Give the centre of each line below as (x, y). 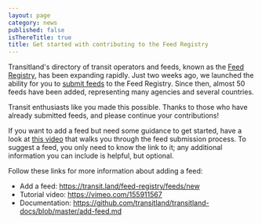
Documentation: (45, 203)
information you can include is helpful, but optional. (91, 156)
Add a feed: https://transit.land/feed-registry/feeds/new (109, 186)
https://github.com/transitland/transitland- (141, 203)
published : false (36, 30)
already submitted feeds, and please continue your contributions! (114, 115)
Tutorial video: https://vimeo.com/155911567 (91, 195)
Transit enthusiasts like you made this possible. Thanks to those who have (128, 108)
